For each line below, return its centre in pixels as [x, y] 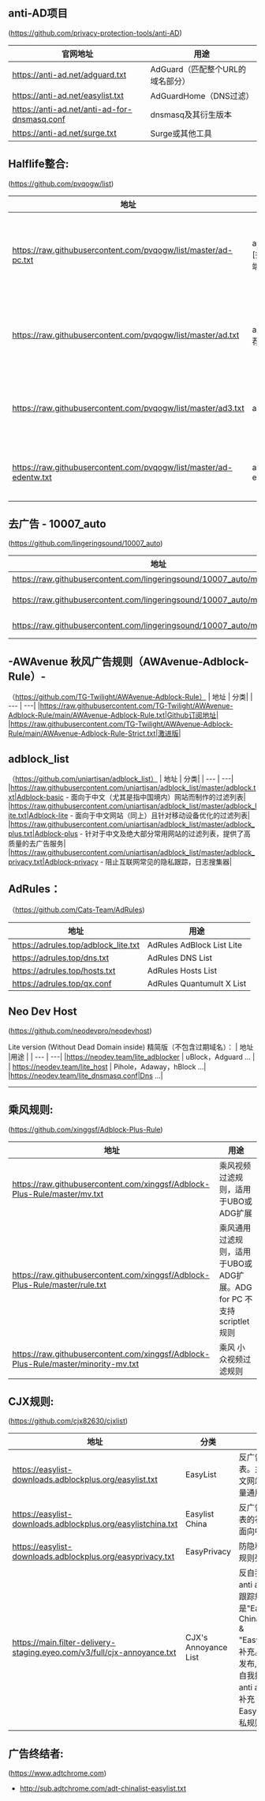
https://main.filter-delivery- [64, 1643]
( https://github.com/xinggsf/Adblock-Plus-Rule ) [86, 1129]
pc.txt [23, 260]
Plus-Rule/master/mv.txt [58, 1193]
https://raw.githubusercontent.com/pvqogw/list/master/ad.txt [126, 335]
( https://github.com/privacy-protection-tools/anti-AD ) [95, 32]
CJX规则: [31, 1402]
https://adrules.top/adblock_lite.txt [76, 944]
